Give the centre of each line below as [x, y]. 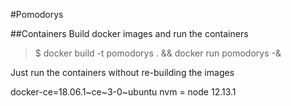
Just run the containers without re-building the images [122, 72]
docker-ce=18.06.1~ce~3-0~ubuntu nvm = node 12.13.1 [123, 92]
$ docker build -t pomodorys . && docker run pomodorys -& [158, 53]
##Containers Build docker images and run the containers [129, 33]
